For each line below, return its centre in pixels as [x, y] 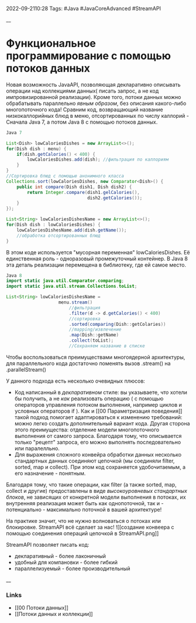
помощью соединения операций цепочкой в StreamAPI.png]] [82, 533]
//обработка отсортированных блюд [59, 236]
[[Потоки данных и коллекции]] [54, 614]
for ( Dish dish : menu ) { [36, 149]
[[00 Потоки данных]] [41, 608]
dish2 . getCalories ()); [115, 198]
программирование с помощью [89, 56]
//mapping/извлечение [95, 330]
